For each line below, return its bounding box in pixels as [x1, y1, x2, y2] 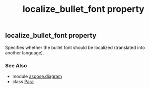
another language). [5, 49, 44, 55]
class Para [12, 78, 34, 85]
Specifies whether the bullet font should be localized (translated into [5, 44, 145, 50]
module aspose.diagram [12, 73, 62, 79]
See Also [5, 62, 27, 69]
